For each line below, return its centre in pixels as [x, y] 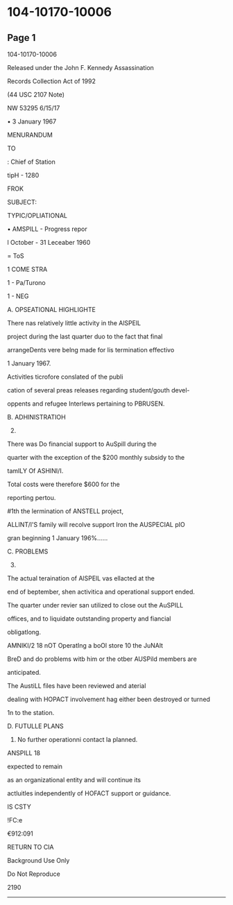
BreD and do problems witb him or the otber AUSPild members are [102, 659]
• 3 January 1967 [32, 121]
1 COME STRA [27, 269]
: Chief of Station [31, 162]
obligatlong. [24, 632]
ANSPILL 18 [24, 753]
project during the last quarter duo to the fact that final [85, 336]
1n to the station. [31, 713]
